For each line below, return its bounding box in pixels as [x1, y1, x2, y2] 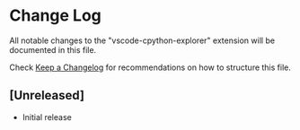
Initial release [22, 111, 72, 122]
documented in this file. [9, 44, 97, 55]
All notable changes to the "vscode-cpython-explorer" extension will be [9, 35, 276, 46]
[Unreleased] [9, 88, 85, 103]
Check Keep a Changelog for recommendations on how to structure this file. [9, 62, 292, 73]
